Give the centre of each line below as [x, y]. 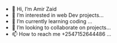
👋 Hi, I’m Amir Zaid [34, 9]
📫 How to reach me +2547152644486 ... [61, 34]
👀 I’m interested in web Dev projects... [58, 15]
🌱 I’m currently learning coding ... [52, 21]
